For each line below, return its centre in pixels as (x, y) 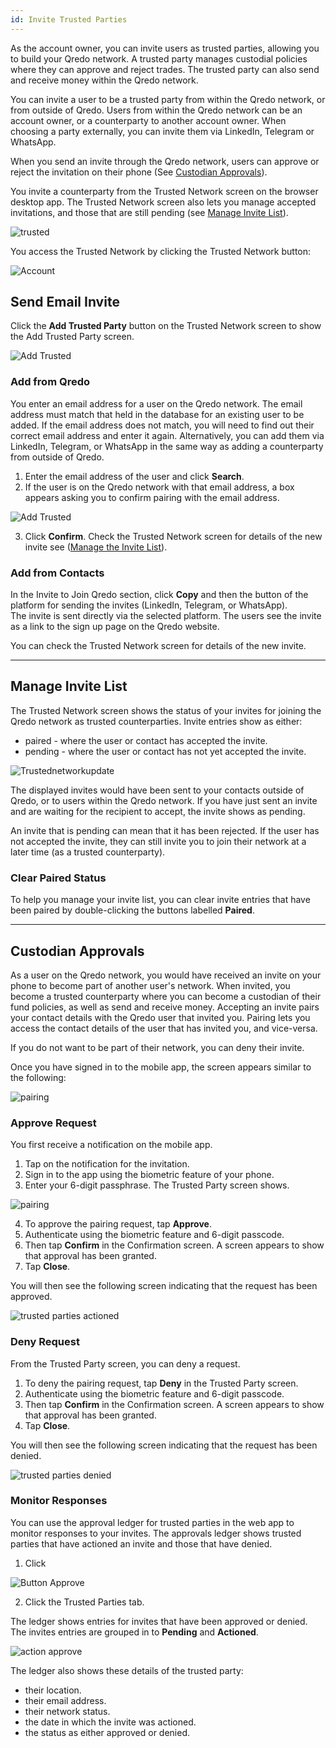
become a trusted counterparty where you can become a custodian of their (166, 996)
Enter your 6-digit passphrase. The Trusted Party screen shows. (157, 1185)
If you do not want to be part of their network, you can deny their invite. (157, 1047)
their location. (53, 1690)
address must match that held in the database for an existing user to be (157, 414)
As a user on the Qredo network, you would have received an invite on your (166, 975)
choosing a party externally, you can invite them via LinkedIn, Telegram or (162, 131)
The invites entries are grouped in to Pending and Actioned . (134, 1632)
